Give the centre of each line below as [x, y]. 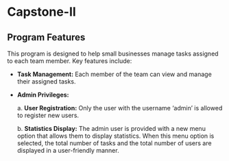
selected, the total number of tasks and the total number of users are [114, 143]
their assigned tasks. [46, 82]
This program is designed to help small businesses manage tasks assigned [113, 53]
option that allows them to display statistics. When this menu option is [116, 136]
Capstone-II [42, 12]
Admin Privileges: [43, 95]
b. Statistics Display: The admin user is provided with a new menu [111, 128]
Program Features [46, 37]
